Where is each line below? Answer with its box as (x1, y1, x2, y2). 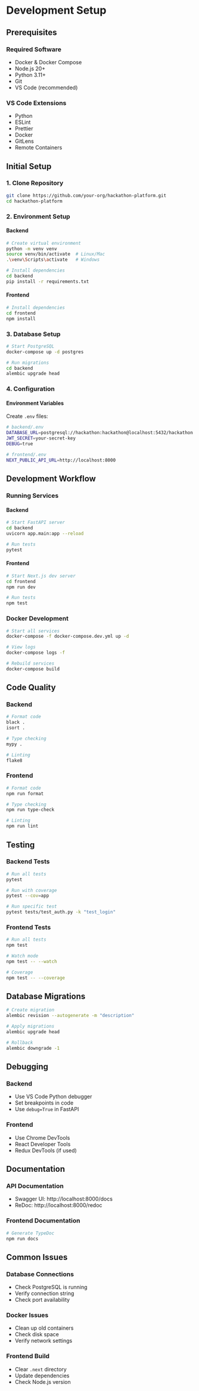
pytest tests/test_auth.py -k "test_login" (6, 909, 116, 915)
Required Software (6, 45, 61, 54)
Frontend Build (6, 1352, 49, 1361)
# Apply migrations (6, 1024, 55, 1030)
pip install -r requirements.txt (6, 278, 89, 285)
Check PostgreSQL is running (14, 1284, 88, 1291)
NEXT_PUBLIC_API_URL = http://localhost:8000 (6, 457, 116, 463)
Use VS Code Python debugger (14, 1093, 92, 1100)
